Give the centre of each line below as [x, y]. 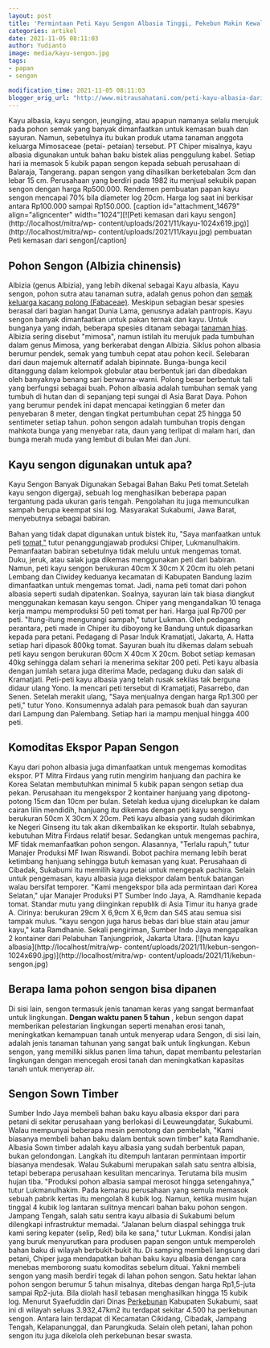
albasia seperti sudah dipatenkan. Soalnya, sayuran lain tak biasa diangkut [131, 594]
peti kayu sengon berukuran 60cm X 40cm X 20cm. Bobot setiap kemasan [132, 654]
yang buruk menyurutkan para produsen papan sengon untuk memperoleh [132, 1242]
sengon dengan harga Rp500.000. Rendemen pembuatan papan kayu [124, 189]
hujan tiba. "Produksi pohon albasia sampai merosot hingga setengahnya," [131, 1182]
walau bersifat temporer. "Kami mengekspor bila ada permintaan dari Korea [133, 886]
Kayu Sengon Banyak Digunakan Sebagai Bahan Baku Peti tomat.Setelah [129, 484]
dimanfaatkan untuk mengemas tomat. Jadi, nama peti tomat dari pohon [128, 585]
